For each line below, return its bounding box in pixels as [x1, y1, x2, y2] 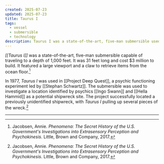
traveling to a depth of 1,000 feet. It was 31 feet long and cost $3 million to [5, 57, 154, 63]
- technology [9, 35, 36, 40]
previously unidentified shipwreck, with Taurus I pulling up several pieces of [5, 99, 158, 105]
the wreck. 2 [5, 104, 29, 111]
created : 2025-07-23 [5, 7, 47, 12]
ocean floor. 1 [5, 68, 31, 75]
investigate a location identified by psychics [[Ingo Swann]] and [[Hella [5, 88, 148, 94]
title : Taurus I [5, 16, 38, 21]
